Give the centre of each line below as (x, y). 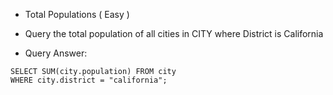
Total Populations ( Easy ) (77, 14)
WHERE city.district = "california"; (89, 80)
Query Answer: (56, 53)
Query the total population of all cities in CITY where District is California (174, 33)
